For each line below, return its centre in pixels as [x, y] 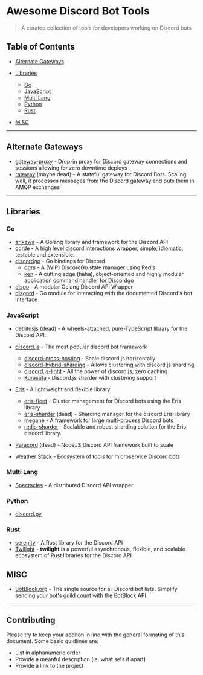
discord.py [28, 514]
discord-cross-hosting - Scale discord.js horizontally [90, 358]
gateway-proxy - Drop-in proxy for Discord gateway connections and [101, 161]
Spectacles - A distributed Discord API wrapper [74, 485]
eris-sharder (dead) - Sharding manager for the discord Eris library [107, 414]
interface [26, 299]
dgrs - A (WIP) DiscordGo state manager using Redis [90, 267]
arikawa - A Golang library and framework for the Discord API [92, 242]
